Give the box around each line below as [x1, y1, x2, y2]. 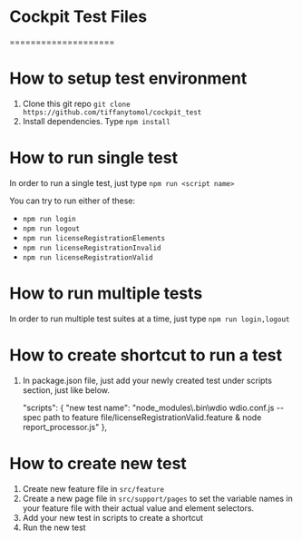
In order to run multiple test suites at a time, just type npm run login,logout [9, 313, 290, 324]
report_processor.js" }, [22, 421, 107, 432]
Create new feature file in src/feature [22, 483, 165, 494]
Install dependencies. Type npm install [22, 115, 170, 126]
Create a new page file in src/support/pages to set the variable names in [22, 493, 293, 504]
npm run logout [22, 224, 81, 233]
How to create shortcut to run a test [9, 345, 283, 365]
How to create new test [9, 453, 188, 474]
